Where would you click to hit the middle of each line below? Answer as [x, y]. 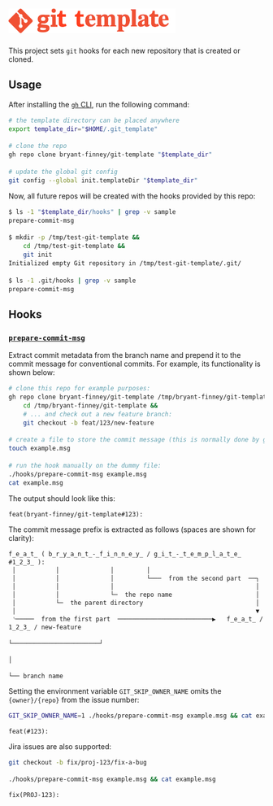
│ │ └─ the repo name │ [136, 595]
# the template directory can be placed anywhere [94, 120]
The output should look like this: [62, 498]
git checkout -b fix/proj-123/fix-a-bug [78, 762]
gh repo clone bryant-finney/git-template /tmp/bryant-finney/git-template [139, 397]
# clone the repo [38, 146]
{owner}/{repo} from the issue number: [74, 699]
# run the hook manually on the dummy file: [85, 466]
